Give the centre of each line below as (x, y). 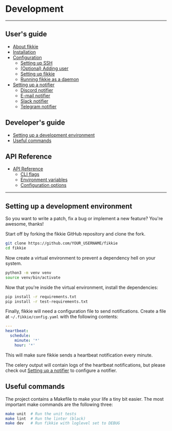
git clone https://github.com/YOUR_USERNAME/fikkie (61, 243)
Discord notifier (37, 90)
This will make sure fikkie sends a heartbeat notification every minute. (79, 355)
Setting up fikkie (38, 74)
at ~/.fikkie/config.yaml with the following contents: (62, 317)
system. (14, 263)
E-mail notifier (35, 95)
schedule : (20, 336)
